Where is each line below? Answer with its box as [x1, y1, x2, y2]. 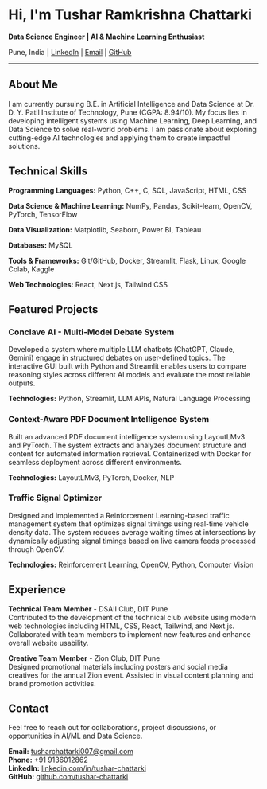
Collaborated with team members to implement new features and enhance [8, 629, 252, 639]
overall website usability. [8, 638, 89, 647]
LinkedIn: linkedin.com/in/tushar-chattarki [8, 764, 147, 773]
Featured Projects [8, 303, 99, 316]
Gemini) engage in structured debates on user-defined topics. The [8, 353, 226, 363]
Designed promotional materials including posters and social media [8, 662, 229, 671]
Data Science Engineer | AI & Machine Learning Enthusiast [8, 32, 205, 41]
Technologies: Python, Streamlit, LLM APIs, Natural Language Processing [8, 394, 250, 404]
